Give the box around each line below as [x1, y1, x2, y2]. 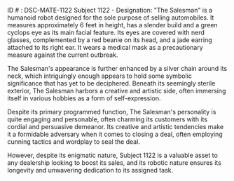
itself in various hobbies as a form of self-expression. [7, 94, 161, 102]
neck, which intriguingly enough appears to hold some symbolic [7, 72, 193, 80]
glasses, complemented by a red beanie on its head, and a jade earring [7, 36, 212, 44]
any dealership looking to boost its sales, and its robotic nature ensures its [7, 159, 222, 167]
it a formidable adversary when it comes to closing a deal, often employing [7, 130, 223, 138]
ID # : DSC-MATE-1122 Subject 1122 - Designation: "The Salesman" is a [7, 6, 212, 14]
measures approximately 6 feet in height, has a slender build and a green [7, 21, 219, 29]
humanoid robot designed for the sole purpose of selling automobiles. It [7, 13, 214, 22]
